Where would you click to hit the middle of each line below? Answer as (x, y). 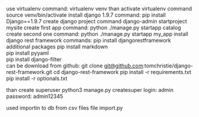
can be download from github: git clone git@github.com (75, 66)
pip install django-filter (34, 59)
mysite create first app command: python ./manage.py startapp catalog (94, 27)
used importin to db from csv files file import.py (65, 108)
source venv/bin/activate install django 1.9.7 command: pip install (86, 15)
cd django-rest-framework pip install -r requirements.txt (122, 72)
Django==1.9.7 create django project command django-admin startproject (97, 21)
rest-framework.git (29, 72)
